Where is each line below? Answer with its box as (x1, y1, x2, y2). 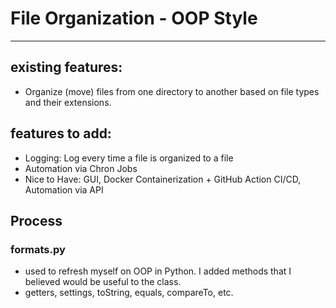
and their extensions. (24, 96, 112, 108)
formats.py (10, 242, 66, 256)
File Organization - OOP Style (10, 7, 258, 30)
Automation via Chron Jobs (24, 162, 138, 174)
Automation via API (24, 183, 104, 196)
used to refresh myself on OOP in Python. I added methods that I (24, 265, 292, 277)
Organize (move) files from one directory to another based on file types (24, 85, 320, 97)
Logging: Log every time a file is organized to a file (24, 152, 234, 164)
